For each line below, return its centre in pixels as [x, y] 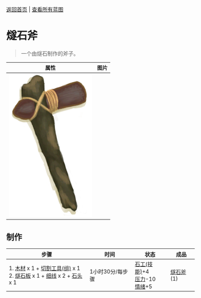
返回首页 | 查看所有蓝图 [35, 9]
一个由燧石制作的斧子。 [50, 53]
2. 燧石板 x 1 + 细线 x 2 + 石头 [45, 276]
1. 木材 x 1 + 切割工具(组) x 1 [45, 268]
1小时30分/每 [106, 271]
